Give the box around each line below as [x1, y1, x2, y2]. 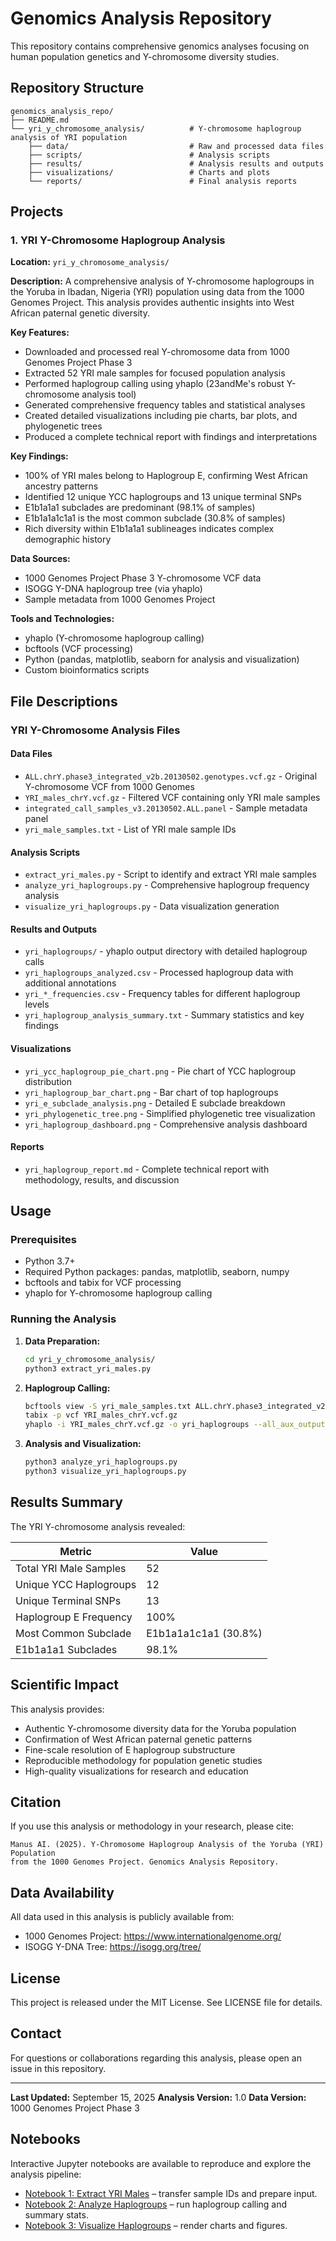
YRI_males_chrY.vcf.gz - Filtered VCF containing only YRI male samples [24, 791, 321, 803]
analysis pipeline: [10, 2168, 82, 2180]
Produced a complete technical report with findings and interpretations [24, 431, 318, 443]
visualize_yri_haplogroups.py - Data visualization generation [24, 900, 280, 912]
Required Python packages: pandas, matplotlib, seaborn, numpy [24, 1266, 290, 1278]
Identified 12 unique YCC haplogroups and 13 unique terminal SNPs [24, 491, 302, 503]
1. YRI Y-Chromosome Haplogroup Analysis [10, 233, 226, 247]
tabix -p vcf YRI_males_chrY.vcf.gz [24, 1410, 178, 1421]
